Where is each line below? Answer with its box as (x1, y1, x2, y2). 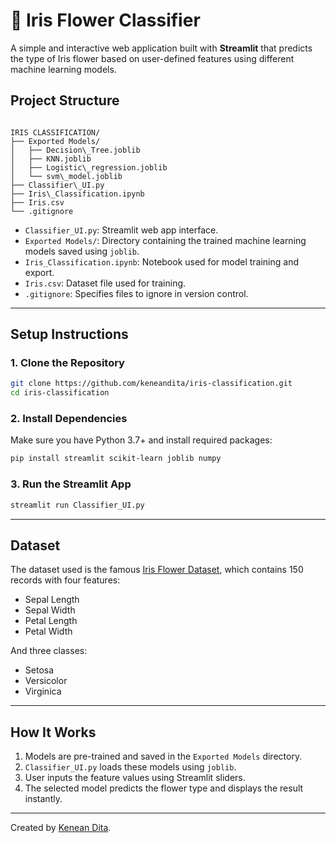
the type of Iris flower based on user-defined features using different (10, 52, 295, 64)
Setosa (24, 664, 55, 676)
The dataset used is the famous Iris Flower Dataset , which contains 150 (10, 564, 304, 576)
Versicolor (24, 675, 68, 687)
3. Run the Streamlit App (10, 477, 132, 491)
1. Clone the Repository (10, 356, 125, 370)
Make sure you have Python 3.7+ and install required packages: (10, 434, 273, 446)
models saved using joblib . (24, 245, 140, 257)
